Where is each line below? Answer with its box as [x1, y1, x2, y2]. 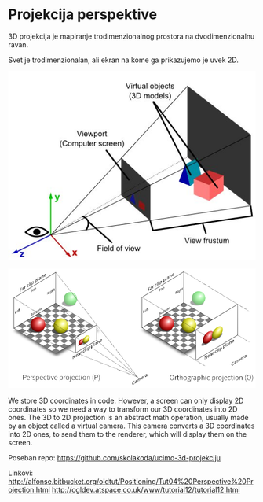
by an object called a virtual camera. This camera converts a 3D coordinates [8, 421, 255, 430]
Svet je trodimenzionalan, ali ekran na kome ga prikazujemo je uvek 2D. [8, 55, 239, 65]
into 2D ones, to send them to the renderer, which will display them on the [8, 430, 247, 439]
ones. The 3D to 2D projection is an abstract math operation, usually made [8, 413, 249, 423]
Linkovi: [8, 468, 34, 478]
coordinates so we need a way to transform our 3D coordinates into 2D [8, 404, 238, 414]
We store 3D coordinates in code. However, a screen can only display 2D [8, 396, 244, 406]
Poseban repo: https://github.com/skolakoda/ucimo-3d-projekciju [8, 453, 221, 463]
